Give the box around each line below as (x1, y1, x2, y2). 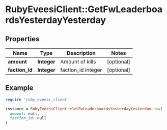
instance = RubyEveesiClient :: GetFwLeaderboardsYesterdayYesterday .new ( (5, 106, 163, 111)
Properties (5, 35, 40, 43)
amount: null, (10, 111, 40, 116)
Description (66, 50, 96, 56)
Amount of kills (60, 58, 96, 65)
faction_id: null (10, 116, 47, 121)
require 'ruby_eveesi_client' (5, 97, 70, 102)
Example (5, 84, 34, 92)
